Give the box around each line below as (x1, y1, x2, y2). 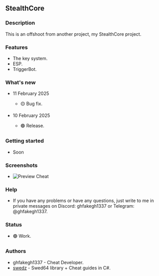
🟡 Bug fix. (20, 101, 42, 107)
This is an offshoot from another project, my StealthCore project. (5, 31, 142, 37)
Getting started (5, 137, 44, 144)
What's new (5, 79, 36, 86)
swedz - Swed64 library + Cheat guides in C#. (12, 265, 111, 271)
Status (5, 221, 22, 229)
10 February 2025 (12, 112, 50, 119)
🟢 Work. (12, 233, 32, 239)
